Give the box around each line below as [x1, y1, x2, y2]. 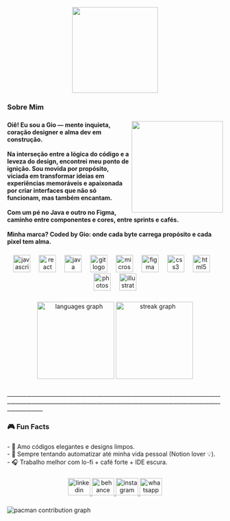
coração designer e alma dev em [7, 128, 102, 136]
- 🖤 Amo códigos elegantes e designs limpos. [7, 443, 136, 451]
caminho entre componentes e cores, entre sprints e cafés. [7, 216, 179, 224]
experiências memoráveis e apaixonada [7, 178, 123, 187]
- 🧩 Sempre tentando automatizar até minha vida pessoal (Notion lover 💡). [7, 450, 216, 459]
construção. [7, 135, 43, 143]
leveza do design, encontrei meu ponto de [7, 157, 129, 165]
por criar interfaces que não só [7, 186, 97, 194]
